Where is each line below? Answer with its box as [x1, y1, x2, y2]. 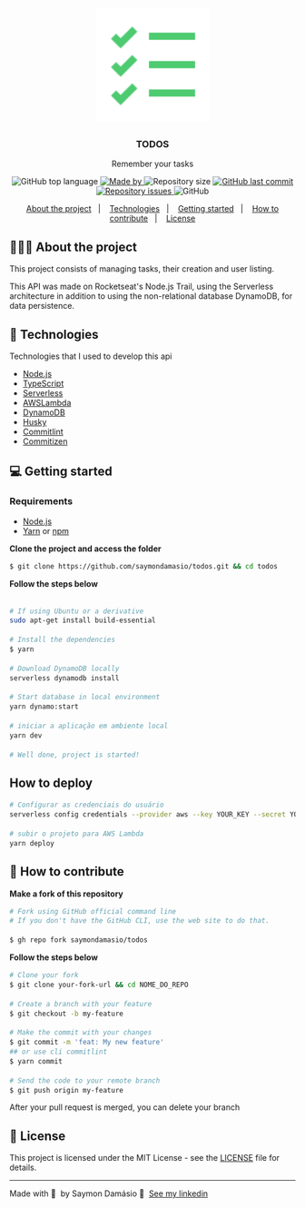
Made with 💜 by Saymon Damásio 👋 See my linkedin [9, 1188, 209, 1199]
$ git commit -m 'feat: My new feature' [9, 1038, 165, 1047]
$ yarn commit [9, 1056, 64, 1065]
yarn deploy [9, 838, 54, 847]
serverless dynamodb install [9, 673, 120, 683]
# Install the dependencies [9, 635, 116, 645]
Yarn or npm [22, 525, 70, 536]
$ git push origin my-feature [9, 1085, 124, 1094]
